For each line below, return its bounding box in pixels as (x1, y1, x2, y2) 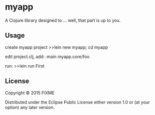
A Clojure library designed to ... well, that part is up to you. (5, 17, 121, 23)
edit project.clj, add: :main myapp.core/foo (5, 54, 90, 59)
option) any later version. (5, 104, 55, 110)
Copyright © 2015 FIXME (5, 90, 55, 96)
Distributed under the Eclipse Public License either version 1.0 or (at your (5, 99, 150, 105)
